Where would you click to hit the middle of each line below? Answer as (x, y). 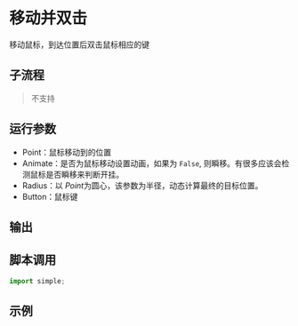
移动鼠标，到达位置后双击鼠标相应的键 (79, 44)
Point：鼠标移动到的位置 (67, 152)
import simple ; (37, 281)
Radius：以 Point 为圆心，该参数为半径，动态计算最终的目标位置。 (142, 185)
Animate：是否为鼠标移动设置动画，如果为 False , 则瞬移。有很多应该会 (152, 163)
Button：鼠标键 (50, 196)
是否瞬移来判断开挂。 (85, 174)
